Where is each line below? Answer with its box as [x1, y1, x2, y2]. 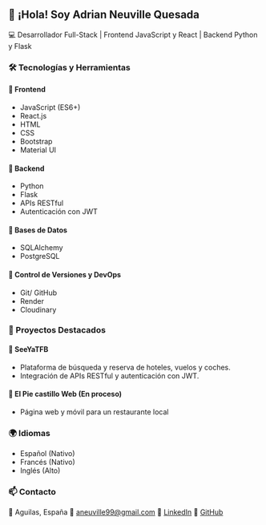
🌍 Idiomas [8, 427, 50, 438]
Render [19, 296, 45, 305]
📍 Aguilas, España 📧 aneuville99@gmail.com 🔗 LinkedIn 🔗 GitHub [8, 507, 224, 517]
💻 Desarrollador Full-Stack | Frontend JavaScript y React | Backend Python [8, 30, 258, 39]
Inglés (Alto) [19, 466, 61, 475]
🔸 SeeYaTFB [8, 345, 49, 354]
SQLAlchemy [19, 243, 63, 252]
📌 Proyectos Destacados [8, 325, 107, 336]
